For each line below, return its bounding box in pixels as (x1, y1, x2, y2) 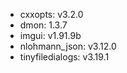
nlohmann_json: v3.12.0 (19, 40, 117, 52)
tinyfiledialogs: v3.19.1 (19, 51, 110, 63)
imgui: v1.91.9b (19, 30, 82, 41)
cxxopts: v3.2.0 (19, 9, 84, 20)
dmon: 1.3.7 (19, 19, 68, 31)
